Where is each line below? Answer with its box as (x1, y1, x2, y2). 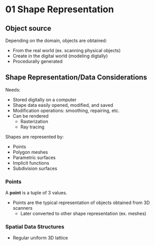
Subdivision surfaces (12, 165, 57, 171)
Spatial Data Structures (5, 223, 65, 231)
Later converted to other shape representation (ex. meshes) (20, 211, 147, 217)
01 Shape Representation (5, 4, 114, 15)
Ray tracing (20, 124, 45, 130)
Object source (5, 24, 52, 33)
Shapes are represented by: (5, 133, 64, 140)
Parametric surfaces (12, 154, 56, 161)
